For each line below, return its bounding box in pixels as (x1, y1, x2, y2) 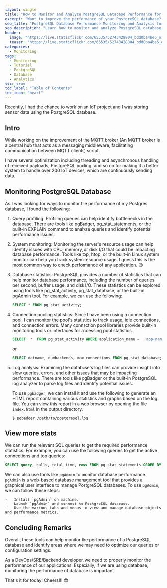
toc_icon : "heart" (5, 90, 43, 95)
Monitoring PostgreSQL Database (5, 187, 111, 196)
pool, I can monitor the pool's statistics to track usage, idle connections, (12, 317, 160, 323)
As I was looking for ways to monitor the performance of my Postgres (5, 201, 148, 206)
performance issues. (12, 232, 55, 237)
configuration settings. (5, 547, 52, 553)
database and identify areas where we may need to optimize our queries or (5, 542, 159, 548)
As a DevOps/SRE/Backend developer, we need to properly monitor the (5, 557, 151, 563)
